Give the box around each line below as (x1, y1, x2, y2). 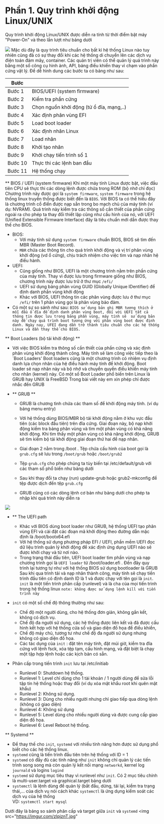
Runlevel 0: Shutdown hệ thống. (19, 670, 84, 676)
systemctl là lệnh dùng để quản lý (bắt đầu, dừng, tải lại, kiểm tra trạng (12, 783, 155, 789)
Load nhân (31, 136, 56, 142)
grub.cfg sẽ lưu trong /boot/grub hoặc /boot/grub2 (19, 451, 122, 457)
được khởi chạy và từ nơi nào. (19, 549, 79, 555)
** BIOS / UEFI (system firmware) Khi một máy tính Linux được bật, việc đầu (5, 180, 158, 186)
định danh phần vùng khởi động (19, 289, 84, 295)
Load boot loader (31, 119, 71, 126)
